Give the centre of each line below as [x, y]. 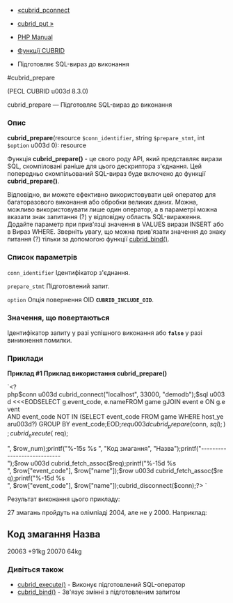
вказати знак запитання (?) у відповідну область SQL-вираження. [105, 217]
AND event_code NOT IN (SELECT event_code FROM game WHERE [104, 417]
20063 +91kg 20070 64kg [45, 551]
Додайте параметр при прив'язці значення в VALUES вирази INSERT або [115, 224]
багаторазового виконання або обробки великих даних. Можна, [103, 202]
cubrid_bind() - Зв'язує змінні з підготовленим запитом [99, 592]
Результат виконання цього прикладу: [64, 499]
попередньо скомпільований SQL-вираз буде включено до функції [106, 174]
